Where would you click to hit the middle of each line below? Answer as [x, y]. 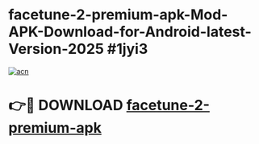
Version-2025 [56, 49]
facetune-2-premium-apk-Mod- [118, 15]
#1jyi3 [127, 49]
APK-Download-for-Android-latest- [130, 32]
